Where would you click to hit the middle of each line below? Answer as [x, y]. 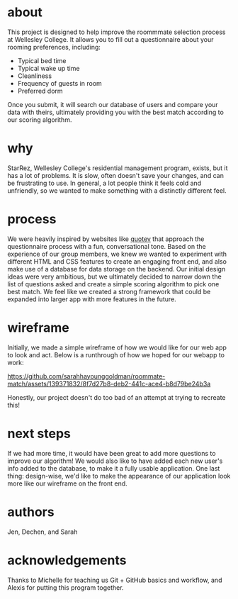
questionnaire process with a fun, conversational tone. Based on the [107, 246]
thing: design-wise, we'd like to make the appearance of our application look [119, 476]
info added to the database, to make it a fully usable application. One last [114, 468]
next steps [39, 433]
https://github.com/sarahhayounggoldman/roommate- [86, 376]
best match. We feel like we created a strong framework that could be [109, 291]
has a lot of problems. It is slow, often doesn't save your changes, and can [116, 175]
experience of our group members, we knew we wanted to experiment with [117, 254]
